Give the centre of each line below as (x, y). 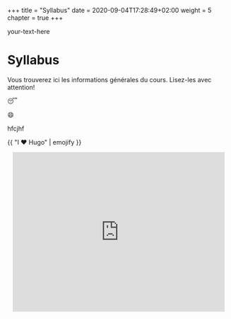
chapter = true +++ (35, 18)
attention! (21, 87)
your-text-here (29, 32)
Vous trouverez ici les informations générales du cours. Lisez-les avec (109, 79)
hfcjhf (16, 128)
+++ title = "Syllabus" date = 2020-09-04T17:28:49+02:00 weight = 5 (109, 10)
